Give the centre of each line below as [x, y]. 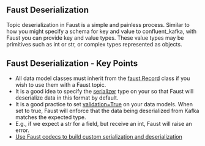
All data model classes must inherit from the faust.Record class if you [102, 78]
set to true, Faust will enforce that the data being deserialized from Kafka [107, 111]
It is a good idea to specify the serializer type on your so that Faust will [104, 91]
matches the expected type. [50, 117]
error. [22, 130]
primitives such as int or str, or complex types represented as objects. [94, 44]
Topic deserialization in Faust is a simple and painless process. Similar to [98, 24]
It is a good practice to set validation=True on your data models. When [104, 104]
